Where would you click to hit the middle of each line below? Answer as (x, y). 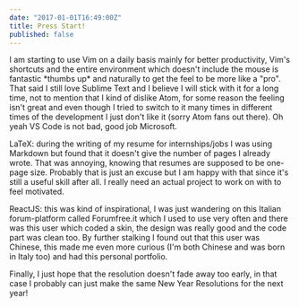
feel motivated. (37, 192)
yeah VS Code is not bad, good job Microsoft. (93, 127)
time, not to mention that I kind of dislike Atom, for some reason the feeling (147, 98)
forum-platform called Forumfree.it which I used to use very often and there (149, 219)
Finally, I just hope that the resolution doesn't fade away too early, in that (143, 274)
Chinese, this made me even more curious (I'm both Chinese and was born (147, 247)
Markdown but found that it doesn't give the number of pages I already (140, 153)
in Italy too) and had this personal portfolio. (89, 257)
